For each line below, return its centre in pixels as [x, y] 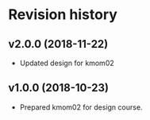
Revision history [63, 15]
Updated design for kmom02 [67, 63]
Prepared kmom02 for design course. [81, 107]
